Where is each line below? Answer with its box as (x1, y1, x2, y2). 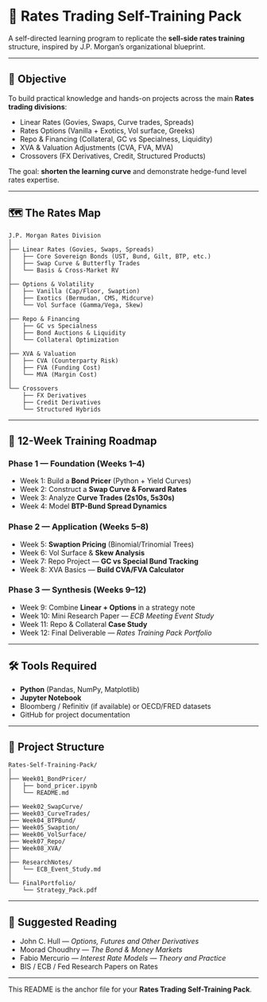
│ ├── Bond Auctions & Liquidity (8, 329, 126, 337)
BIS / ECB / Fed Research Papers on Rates (19, 961, 159, 972)
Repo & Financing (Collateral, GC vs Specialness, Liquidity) (19, 134, 213, 144)
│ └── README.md (8, 789, 69, 797)
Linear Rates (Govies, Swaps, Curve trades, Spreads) (19, 117, 195, 126)
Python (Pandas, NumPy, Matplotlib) (19, 684, 141, 694)
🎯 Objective (8, 72, 67, 86)
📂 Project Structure (8, 741, 105, 754)
